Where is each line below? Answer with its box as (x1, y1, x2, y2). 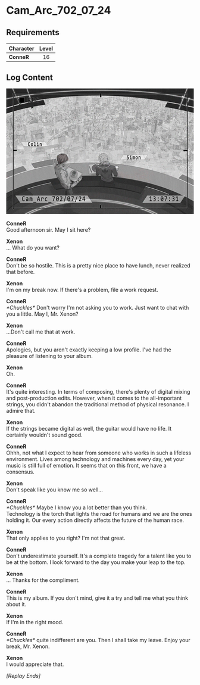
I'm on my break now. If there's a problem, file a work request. (6, 286, 159, 293)
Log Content (6, 72, 54, 82)
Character (8, 45, 35, 52)
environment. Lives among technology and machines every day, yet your (6, 455, 185, 462)
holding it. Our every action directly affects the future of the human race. (6, 516, 185, 524)
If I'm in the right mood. (6, 618, 64, 625)
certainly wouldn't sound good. (6, 431, 83, 438)
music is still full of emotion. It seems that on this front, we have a (6, 462, 167, 469)
